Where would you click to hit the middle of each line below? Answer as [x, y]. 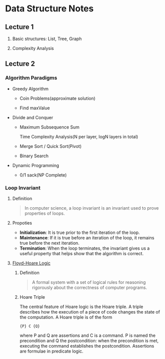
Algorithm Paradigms [31, 78]
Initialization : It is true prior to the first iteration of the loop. [80, 232]
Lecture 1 [20, 27]
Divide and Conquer [33, 117]
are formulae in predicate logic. [51, 351]
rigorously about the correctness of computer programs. [89, 287]
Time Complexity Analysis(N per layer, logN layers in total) [79, 136]
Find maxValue [35, 108]
